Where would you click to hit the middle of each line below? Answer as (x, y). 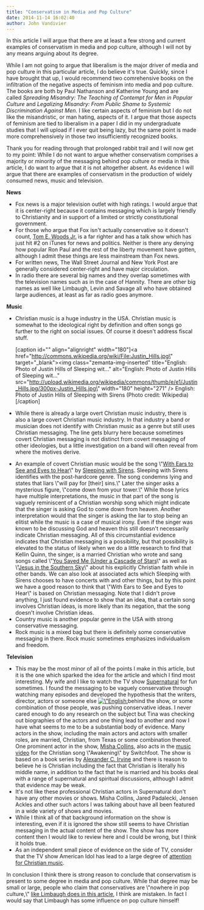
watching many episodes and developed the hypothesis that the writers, (106, 694)
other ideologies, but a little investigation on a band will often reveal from (106, 446)
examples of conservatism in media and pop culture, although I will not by (99, 47)
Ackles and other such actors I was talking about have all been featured (105, 805)
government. (31, 224)
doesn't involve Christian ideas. (55, 613)
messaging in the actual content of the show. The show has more (97, 831)
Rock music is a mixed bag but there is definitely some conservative (100, 632)
